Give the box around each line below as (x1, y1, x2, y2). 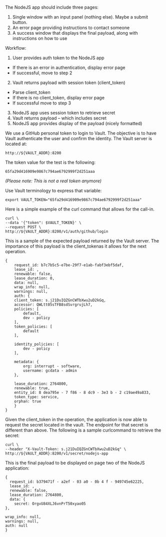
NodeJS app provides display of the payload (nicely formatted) (12, 121, 142, 126)
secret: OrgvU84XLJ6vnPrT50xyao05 (14, 501, 86, 506)
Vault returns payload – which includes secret (12, 115, 106, 121)
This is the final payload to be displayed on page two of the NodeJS (5, 460, 145, 466)
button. (12, 20, 27, 25)
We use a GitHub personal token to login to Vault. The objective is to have (5, 130, 156, 136)
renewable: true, (14, 386, 50, 391)
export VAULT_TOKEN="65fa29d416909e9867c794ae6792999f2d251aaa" (5, 197, 142, 202)
